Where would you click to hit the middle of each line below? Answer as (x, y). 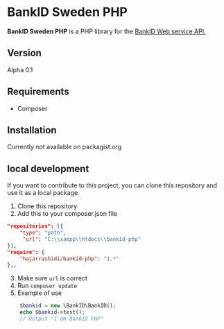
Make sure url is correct (52, 278)
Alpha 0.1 (20, 69)
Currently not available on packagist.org (64, 147)
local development (48, 168)
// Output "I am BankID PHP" (62, 319)
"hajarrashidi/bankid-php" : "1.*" (69, 259)
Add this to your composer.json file (67, 214)
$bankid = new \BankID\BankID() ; (68, 306)
